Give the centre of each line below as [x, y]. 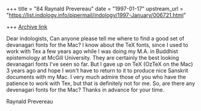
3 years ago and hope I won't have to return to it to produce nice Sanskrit [97, 71]
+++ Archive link [27, 27]
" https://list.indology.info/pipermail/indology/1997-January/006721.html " [96, 15]
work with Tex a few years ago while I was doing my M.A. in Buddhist [92, 51]
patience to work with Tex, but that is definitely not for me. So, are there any [101, 83]
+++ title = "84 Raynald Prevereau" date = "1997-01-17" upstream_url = [95, 9]
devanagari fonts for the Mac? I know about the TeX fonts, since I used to [97, 45]
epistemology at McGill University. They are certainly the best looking [93, 58]
